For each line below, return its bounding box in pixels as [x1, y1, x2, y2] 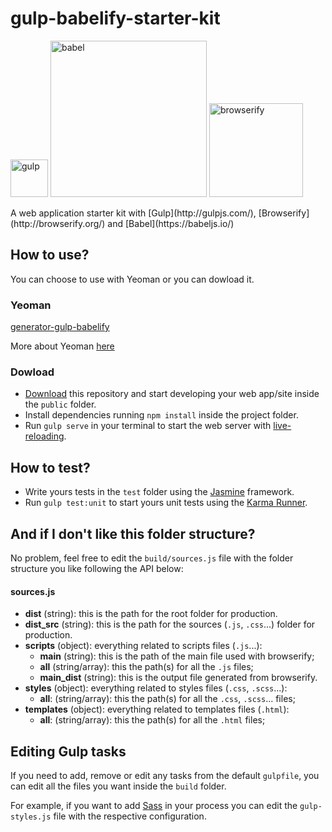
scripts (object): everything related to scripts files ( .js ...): [24, 640, 263, 652]
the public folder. [24, 398, 97, 411]
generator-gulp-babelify [10, 321, 110, 333]
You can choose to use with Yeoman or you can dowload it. [10, 273, 255, 285]
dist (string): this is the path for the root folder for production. [24, 608, 278, 620]
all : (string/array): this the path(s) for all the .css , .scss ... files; [39, 693, 296, 705]
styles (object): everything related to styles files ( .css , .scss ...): [24, 682, 288, 694]
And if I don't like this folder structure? [10, 525, 256, 542]
